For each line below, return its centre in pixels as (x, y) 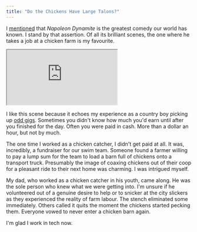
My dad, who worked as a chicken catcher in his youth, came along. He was (98, 180)
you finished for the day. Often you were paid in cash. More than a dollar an (98, 126)
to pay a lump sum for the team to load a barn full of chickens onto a (89, 156)
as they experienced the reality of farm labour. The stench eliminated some (97, 199)
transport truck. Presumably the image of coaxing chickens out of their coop (99, 163)
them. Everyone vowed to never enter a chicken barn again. (79, 211)
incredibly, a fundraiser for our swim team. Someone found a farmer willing (97, 150)
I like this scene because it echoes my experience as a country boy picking (97, 114)
